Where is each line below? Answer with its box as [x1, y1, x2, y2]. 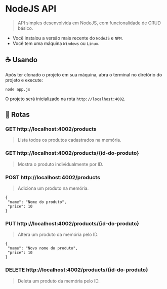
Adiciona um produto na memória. [17, 185, 89, 191]
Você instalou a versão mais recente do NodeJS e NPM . [12, 35, 123, 41]
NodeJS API [5, 3, 57, 15]
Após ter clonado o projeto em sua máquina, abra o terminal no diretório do [5, 71, 162, 77]
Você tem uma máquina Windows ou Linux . [12, 40, 100, 46]
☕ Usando [5, 56, 38, 64]
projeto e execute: [5, 77, 43, 83]
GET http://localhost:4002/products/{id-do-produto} [5, 150, 139, 157]
